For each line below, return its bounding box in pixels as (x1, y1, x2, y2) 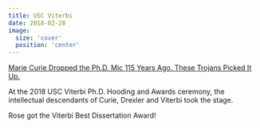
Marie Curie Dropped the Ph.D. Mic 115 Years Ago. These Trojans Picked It (8, 63, 252, 72)
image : (8, 26, 30, 34)
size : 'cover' (15, 33, 62, 42)
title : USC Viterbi (8, 11, 73, 20)
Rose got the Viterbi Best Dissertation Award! (8, 111, 157, 120)
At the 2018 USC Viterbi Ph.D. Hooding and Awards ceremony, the (8, 87, 225, 96)
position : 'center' (15, 41, 81, 49)
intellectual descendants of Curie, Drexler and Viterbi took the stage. (8, 95, 234, 105)
